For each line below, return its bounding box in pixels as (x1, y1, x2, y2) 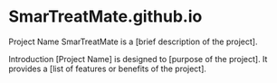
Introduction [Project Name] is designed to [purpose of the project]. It (8, 53, 268, 64)
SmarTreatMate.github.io (8, 6, 203, 27)
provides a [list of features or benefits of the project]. (8, 63, 207, 74)
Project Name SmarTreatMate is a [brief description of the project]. (8, 36, 258, 47)
